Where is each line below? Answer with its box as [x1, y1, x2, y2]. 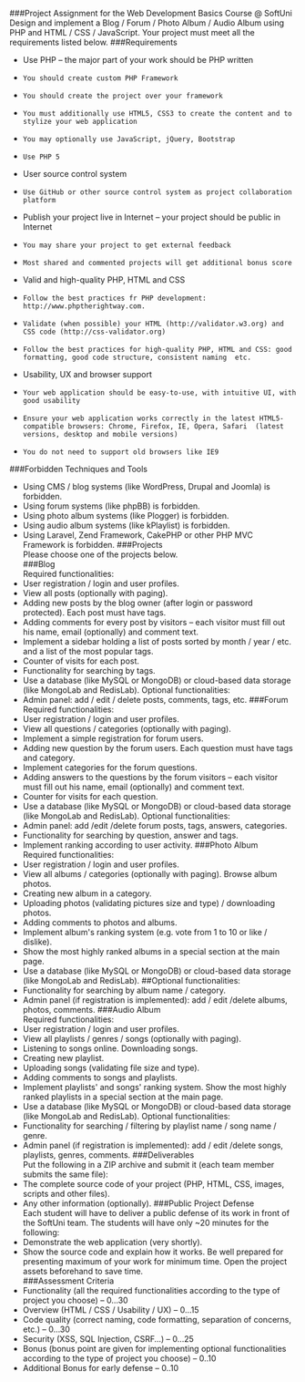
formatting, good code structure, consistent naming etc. [22, 353, 252, 362]
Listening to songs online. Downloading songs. [22, 1043, 198, 1054]
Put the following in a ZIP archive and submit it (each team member [22, 1160, 275, 1170]
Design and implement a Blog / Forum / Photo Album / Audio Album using [9, 17, 285, 28]
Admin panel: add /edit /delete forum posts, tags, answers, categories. [22, 820, 288, 830]
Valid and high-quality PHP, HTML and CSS [22, 274, 186, 285]
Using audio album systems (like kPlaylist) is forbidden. [22, 520, 230, 531]
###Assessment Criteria [22, 1275, 115, 1286]
